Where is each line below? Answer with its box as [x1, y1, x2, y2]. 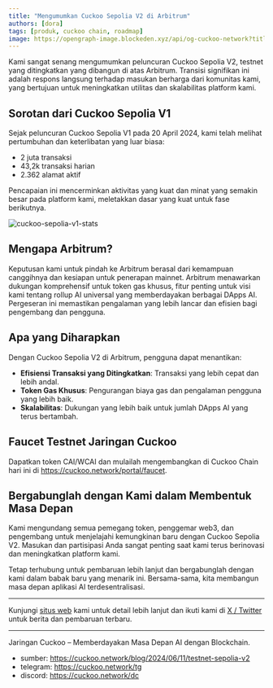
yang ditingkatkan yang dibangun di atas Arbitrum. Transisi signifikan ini [8, 66, 250, 76]
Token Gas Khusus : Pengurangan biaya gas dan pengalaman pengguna [19, 385, 262, 395]
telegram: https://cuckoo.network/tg [19, 662, 142, 672]
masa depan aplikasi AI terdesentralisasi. [8, 582, 145, 592]
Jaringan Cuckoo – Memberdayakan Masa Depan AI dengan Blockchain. [8, 638, 250, 647]
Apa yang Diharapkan [8, 331, 120, 344]
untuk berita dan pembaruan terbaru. [8, 614, 132, 624]
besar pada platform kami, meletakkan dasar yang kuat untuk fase [8, 195, 230, 204]
